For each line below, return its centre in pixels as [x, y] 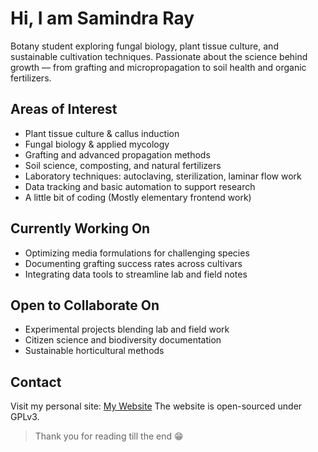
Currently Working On [80, 228]
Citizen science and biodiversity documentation [123, 340]
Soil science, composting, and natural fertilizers [123, 165]
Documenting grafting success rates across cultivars [133, 263]
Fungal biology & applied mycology [97, 144]
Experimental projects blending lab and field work [127, 329]
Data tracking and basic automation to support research [140, 186]
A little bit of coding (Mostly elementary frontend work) [138, 197]
